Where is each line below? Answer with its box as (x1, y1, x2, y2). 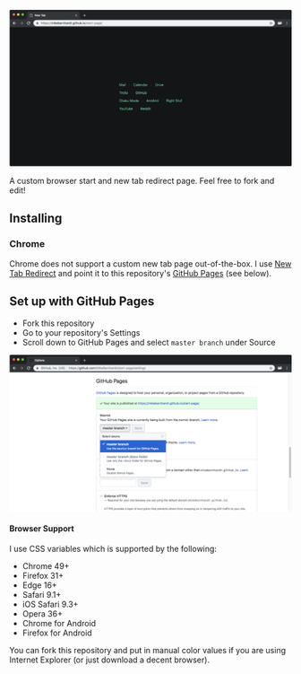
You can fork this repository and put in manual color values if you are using (9, 644, 287, 655)
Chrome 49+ (21, 560, 70, 571)
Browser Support (9, 523, 74, 534)
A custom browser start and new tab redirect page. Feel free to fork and (9, 176, 275, 187)
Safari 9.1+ (21, 589, 62, 600)
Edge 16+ (21, 580, 58, 591)
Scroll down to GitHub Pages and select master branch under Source (21, 337, 276, 347)
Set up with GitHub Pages (9, 293, 155, 310)
